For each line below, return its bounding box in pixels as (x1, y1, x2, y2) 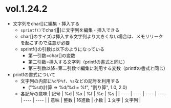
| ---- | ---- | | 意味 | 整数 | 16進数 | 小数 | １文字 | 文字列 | (20, 97, 141, 103)
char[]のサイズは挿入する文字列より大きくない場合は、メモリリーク (20, 33, 163, 39)
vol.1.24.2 (5, 3, 48, 15)
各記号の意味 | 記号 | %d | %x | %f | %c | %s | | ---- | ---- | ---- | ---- (20, 90, 166, 97)
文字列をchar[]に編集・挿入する (12, 20, 80, 26)
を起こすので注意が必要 (20, 39, 70, 46)
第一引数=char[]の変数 (28, 52, 76, 59)
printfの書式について (12, 71, 56, 77)
